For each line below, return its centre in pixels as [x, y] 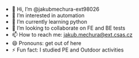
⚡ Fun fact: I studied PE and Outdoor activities [68, 50]
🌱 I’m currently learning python [49, 22]
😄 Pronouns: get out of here [46, 43]
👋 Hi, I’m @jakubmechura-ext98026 [55, 9]
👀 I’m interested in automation [48, 15]
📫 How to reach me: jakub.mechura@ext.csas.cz [72, 35]
